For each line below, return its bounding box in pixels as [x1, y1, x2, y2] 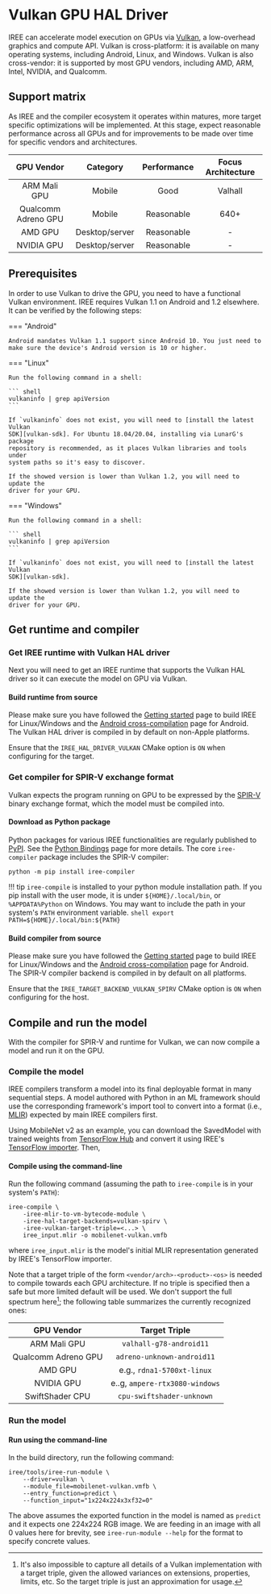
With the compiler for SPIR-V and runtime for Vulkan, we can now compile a [8, 1037, 261, 1046]
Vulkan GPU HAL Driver [8, 6, 169, 24]
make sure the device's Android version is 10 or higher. [8, 344, 207, 352]
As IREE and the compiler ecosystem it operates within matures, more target [8, 111, 262, 121]
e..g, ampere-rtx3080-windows [110, 1378, 220, 1389]
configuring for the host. [8, 992, 90, 1002]
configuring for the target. [8, 752, 94, 762]
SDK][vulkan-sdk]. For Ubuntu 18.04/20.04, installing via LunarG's [8, 430, 244, 438]
